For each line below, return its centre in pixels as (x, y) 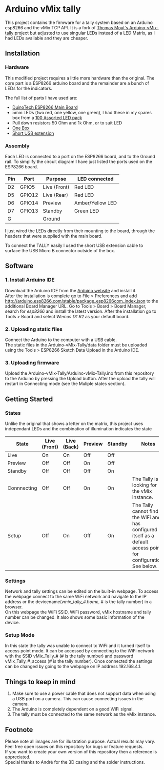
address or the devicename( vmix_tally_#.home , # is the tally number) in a (79, 602)
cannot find (145, 511)
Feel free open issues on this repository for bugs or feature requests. (74, 747)
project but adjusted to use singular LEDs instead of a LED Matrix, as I (85, 33)
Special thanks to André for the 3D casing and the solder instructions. (75, 762)
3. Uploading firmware (32, 363)
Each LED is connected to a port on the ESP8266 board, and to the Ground (80, 156)
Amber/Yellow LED (95, 203)
